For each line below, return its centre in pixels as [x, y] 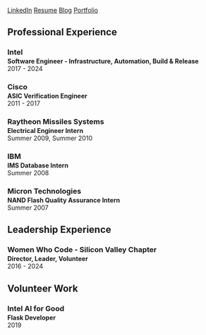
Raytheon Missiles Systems [56, 122]
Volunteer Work [43, 288]
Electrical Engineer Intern [45, 131]
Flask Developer [32, 317]
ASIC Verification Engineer [47, 96]
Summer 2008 [28, 173]
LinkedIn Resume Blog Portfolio [53, 10]
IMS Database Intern [38, 165]
